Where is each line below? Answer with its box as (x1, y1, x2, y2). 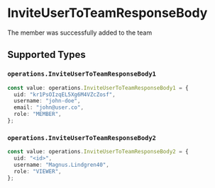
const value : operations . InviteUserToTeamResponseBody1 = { (7, 84, 189, 91)
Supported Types (7, 49, 87, 61)
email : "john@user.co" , (13, 104, 84, 111)
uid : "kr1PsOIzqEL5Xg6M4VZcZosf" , (13, 90, 116, 98)
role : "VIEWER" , (13, 168, 62, 175)
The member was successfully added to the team (7, 28, 153, 37)
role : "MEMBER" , (13, 111, 62, 118)
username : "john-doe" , (13, 98, 81, 105)
